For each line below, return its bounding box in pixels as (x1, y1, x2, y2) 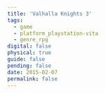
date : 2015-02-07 (7, 69, 58, 76)
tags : (7, 17, 23, 24)
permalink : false (7, 75, 58, 83)
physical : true (7, 50, 52, 57)
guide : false (7, 56, 45, 63)
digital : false (7, 43, 52, 50)
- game (13, 23, 33, 30)
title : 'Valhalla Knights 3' (7, 10, 92, 17)
